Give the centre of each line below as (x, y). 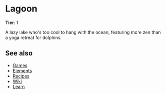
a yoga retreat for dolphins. (34, 37)
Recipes (21, 76)
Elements (22, 70)
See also (19, 53)
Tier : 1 (12, 22)
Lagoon (21, 9)
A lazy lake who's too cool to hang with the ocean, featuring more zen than (83, 32)
